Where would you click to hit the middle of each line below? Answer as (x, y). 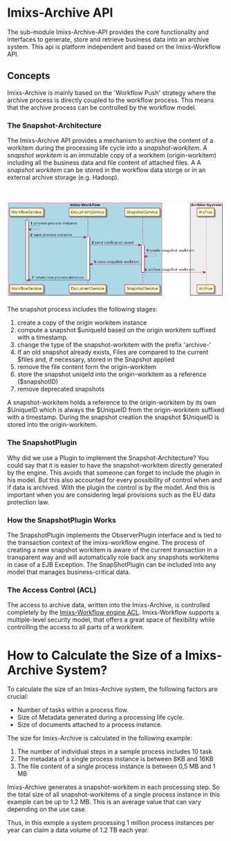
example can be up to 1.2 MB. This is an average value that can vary (104, 802)
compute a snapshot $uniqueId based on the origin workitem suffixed (117, 330)
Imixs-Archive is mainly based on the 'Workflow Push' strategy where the (112, 92)
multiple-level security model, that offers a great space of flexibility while (111, 620)
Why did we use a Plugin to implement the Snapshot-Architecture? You (108, 458)
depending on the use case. (47, 809)
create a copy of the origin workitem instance (82, 323)
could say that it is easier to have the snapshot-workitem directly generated (115, 465)
